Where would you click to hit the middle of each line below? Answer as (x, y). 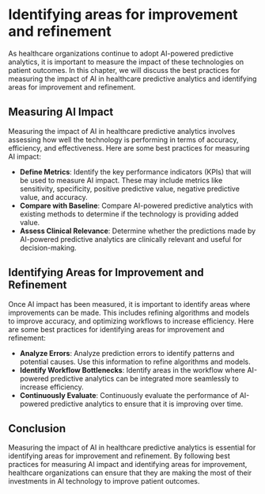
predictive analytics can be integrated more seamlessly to (144, 378)
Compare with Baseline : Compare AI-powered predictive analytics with (136, 205)
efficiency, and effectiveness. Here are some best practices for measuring (129, 147)
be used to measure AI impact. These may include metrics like (121, 180)
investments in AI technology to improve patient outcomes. (104, 481)
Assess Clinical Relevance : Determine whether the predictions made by (138, 231)
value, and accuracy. (54, 197)
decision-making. (48, 247)
